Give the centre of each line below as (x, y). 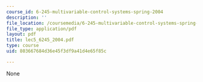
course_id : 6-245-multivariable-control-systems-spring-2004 (85, 12)
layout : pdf (21, 34)
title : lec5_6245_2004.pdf (40, 40)
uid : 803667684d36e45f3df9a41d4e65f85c (56, 51)
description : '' (27, 17)
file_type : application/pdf (42, 29)
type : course (23, 46)
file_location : (25, 23)
